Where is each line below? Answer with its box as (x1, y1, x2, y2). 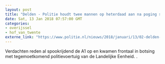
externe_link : (5, 35, 34, 40)
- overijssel (5, 26, 32, 31)
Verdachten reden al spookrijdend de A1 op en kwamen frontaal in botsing (5, 48, 155, 54)
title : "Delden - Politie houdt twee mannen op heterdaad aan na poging (5, 12, 157, 17)
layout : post (5, 7, 32, 12)
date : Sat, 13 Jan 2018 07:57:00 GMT (5, 16, 82, 21)
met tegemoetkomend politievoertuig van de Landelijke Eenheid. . (5, 53, 137, 59)
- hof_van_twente (5, 30, 41, 35)
